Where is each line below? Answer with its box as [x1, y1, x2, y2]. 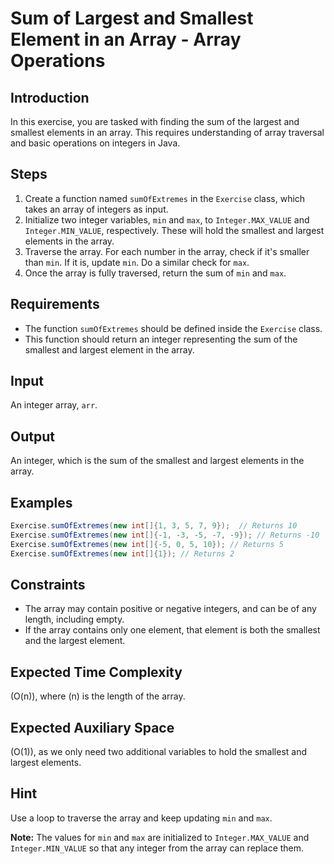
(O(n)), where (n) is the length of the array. [10, 690, 186, 702]
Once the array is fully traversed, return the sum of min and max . [24, 267, 287, 279]
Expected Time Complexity [10, 663, 183, 681]
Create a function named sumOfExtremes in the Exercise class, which [24, 192, 306, 204]
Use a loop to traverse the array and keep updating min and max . [10, 812, 273, 824]
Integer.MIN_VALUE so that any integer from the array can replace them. [10, 842, 305, 854]
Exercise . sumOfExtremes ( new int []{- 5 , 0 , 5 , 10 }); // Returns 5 [10, 539, 284, 549]
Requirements [10, 296, 100, 313]
